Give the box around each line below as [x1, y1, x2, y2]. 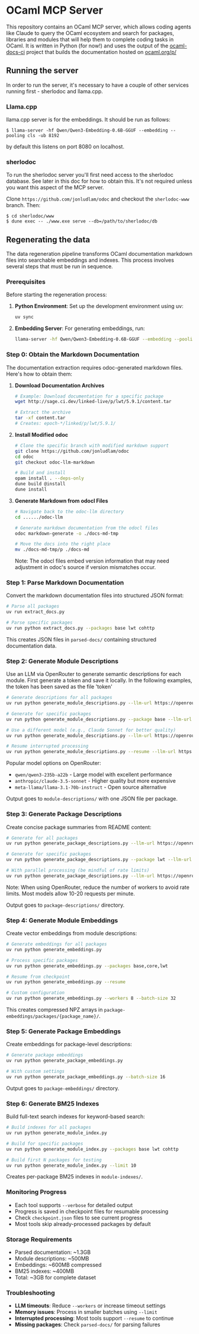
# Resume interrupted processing [6, 743, 89, 749]
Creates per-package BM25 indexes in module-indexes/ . [6, 1173, 143, 1180]
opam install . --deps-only [14, 475, 84, 481]
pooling [6, 133, 25, 139]
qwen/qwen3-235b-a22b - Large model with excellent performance [14, 771, 172, 778]
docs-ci [6, 48, 25, 55]
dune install [14, 487, 47, 493]
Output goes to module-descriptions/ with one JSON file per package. [6, 795, 178, 802]
